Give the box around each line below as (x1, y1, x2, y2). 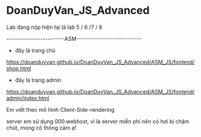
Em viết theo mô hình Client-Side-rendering (6, 106, 115, 113)
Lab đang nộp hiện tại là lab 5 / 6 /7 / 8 (6, 23, 103, 31)
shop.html (6, 64, 31, 72)
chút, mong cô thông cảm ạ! (6, 124, 77, 131)
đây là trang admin (14, 76, 62, 84)
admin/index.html (6, 94, 49, 102)
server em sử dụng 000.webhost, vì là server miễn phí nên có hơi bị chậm (6, 118, 190, 125)
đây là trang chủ (14, 46, 56, 54)
